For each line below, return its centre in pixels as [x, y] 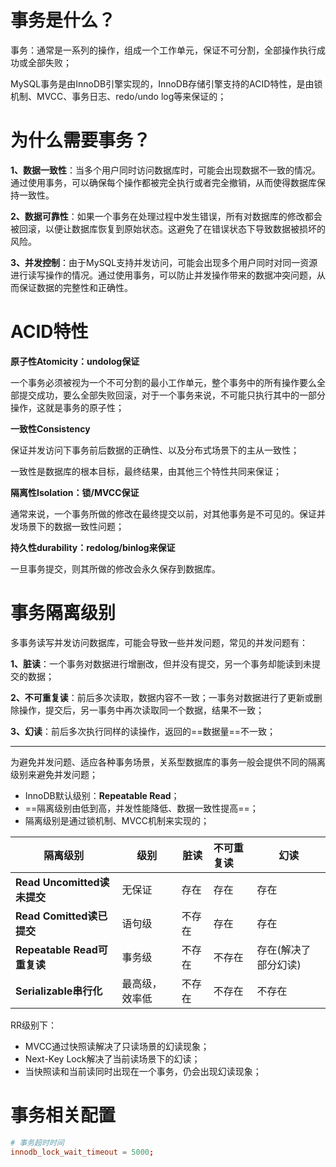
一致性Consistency [50, 428]
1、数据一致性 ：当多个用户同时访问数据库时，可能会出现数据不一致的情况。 [166, 170]
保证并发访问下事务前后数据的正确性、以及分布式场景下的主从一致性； [155, 450]
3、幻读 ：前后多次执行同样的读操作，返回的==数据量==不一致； [143, 731]
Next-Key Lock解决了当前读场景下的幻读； [112, 1058]
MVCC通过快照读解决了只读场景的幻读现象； [117, 1046]
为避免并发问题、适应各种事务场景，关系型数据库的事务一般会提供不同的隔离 [168, 762]
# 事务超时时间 [37, 1142]
